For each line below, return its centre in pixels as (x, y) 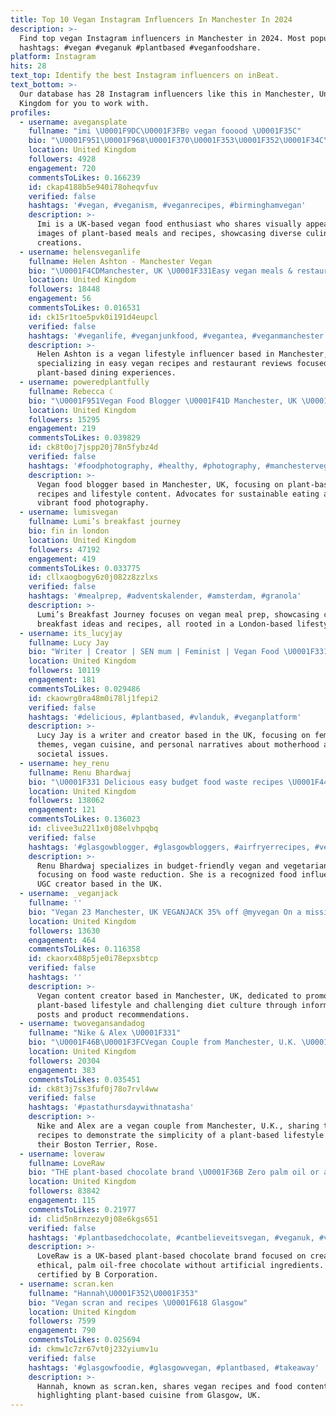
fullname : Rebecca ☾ (71, 391)
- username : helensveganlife (80, 252)
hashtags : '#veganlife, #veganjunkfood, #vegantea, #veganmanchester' (178, 336)
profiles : (31, 112)
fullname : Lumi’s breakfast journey (105, 522)
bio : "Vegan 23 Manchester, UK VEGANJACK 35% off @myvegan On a (165, 912)
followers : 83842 (64, 1191)
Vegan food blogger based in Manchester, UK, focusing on (160, 484)
